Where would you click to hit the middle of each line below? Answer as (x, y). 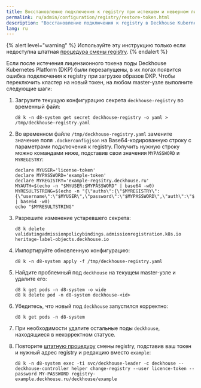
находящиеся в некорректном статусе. (65, 335)
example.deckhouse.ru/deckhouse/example (66, 379)
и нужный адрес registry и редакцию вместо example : (83, 353)
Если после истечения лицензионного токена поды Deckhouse (86, 63)
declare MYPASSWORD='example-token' (60, 176)
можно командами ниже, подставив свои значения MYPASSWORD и (97, 153)
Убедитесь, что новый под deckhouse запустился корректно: (92, 306)
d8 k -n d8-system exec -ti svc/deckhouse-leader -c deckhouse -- (99, 363)
